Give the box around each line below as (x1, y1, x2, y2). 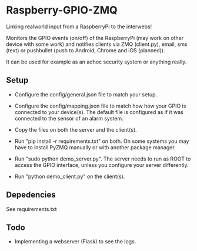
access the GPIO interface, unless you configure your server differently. (14, 161, 189, 168)
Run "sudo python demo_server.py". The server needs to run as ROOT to (14, 155, 191, 162)
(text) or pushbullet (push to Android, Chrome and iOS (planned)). (6, 46, 165, 53)
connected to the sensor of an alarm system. (14, 115, 123, 122)
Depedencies (6, 190, 56, 200)
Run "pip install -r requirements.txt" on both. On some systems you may (14, 138, 189, 145)
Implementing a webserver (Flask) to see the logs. (14, 238, 136, 245)
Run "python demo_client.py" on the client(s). (14, 173, 125, 180)
